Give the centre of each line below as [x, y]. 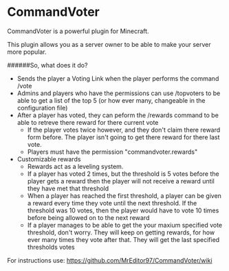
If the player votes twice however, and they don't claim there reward [124, 130]
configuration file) [42, 108]
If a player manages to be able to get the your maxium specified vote [125, 225]
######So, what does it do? [47, 65]
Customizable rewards [49, 159]
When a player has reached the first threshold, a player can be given [124, 195]
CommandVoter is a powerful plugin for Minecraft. [78, 31]
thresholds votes [51, 247]
